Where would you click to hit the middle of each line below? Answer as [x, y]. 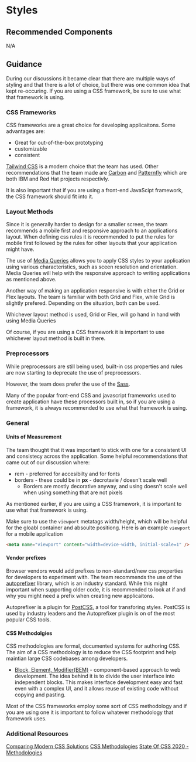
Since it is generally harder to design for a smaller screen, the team [87, 224]
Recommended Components [59, 32]
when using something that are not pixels [73, 492]
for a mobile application [35, 533]
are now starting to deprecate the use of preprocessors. [74, 372]
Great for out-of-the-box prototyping [59, 143]
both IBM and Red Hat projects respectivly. [58, 179]
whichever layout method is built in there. [56, 338]
